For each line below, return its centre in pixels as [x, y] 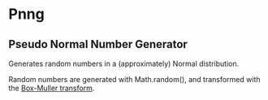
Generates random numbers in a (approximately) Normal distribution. [124, 63]
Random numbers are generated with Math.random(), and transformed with [134, 79]
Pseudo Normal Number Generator [98, 44]
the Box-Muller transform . [52, 88]
